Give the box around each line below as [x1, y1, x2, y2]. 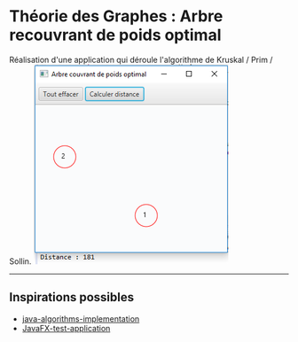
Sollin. [9, 255, 32, 267]
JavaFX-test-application [21, 323, 111, 333]
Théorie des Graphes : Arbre [9, 6, 223, 27]
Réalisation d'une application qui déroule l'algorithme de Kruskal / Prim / [9, 54, 273, 65]
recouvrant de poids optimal [9, 25, 222, 45]
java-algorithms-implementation [21, 313, 140, 324]
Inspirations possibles [9, 290, 135, 305]
